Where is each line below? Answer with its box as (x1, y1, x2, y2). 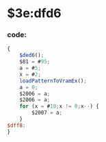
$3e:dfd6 (7, 5, 62, 21)
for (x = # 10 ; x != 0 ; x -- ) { (19, 103, 99, 110)
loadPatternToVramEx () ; (19, 78, 88, 84)
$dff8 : (7, 122, 26, 129)
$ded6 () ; (19, 52, 44, 59)
